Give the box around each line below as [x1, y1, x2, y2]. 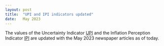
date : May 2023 [5, 16, 41, 21]
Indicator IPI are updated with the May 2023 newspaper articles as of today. [5, 35, 159, 41]
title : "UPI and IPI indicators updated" [5, 12, 94, 17]
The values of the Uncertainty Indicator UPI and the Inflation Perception [5, 30, 151, 36]
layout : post [5, 7, 32, 12]
